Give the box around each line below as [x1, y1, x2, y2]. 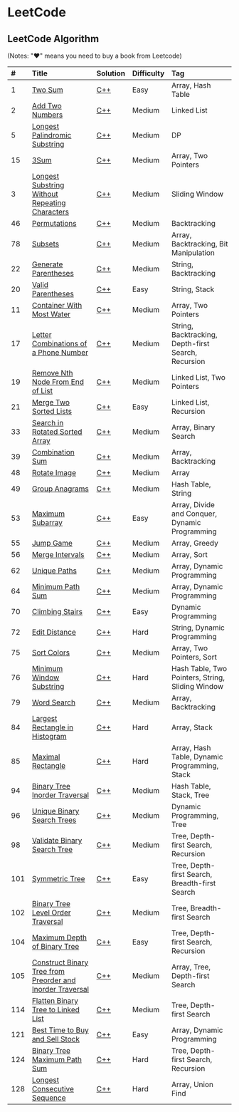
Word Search [31, 697, 76, 707]
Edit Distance [31, 628, 77, 637]
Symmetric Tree [31, 874, 85, 883]
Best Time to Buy [31, 1025, 89, 1035]
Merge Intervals [31, 550, 85, 559]
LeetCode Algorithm [7, 33, 100, 45]
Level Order [31, 908, 71, 918]
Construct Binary [31, 957, 89, 967]
